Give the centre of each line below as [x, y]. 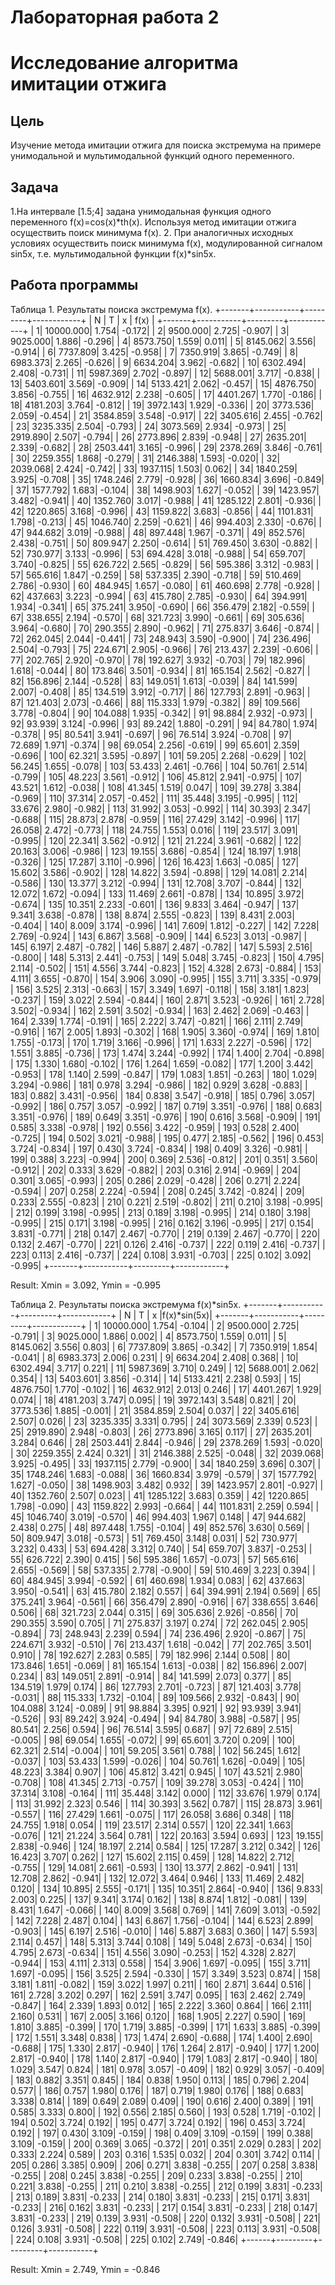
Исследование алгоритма [124, 63]
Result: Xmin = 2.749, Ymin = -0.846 [85, 2269]
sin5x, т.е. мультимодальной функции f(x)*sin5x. [113, 254]
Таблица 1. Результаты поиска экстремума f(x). [111, 309]
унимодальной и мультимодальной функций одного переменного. [152, 156]
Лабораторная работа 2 [115, 17]
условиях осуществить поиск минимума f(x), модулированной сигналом [166, 243]
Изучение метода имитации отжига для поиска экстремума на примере [166, 145]
